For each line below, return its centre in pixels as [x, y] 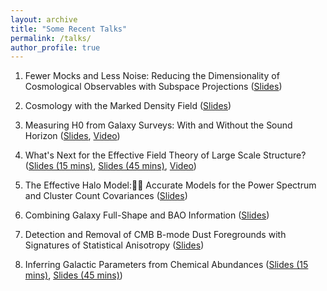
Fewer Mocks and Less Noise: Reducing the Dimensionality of [152, 76]
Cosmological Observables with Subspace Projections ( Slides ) [153, 87]
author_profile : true [55, 47]
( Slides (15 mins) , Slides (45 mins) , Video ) [110, 166]
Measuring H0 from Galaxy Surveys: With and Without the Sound [158, 125]
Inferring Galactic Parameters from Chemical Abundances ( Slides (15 [166, 265]
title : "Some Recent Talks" [69, 29]
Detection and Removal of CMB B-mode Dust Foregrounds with [155, 235]
